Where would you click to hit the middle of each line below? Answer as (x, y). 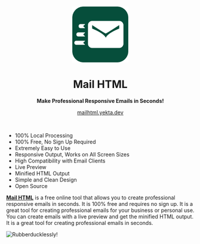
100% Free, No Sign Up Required (55, 142)
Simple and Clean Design (46, 180)
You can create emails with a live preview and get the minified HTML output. (100, 216)
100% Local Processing (44, 135)
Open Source (31, 186)
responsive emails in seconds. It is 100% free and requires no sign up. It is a (99, 204)
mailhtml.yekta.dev (100, 112)
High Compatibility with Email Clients (60, 161)
